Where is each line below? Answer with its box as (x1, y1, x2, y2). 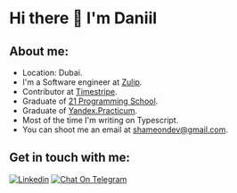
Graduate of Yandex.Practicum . (21, 105, 138, 115)
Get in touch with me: (9, 150, 131, 165)
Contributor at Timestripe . (21, 87, 118, 96)
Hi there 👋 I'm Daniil (9, 8, 158, 29)
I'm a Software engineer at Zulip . (21, 77, 143, 88)
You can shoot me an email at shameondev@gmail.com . (21, 124, 229, 135)
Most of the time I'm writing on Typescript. (21, 115, 179, 125)
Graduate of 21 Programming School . (21, 96, 159, 106)
